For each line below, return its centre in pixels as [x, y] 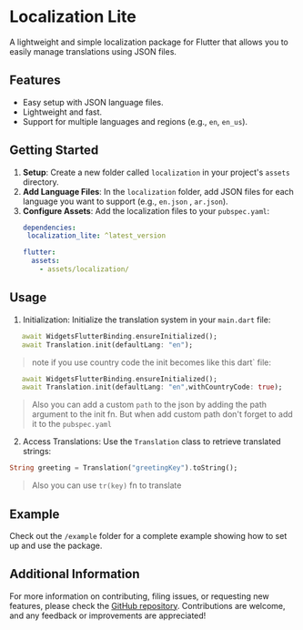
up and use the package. [56, 545]
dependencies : [49, 228]
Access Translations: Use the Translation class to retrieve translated [151, 442]
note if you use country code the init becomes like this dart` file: [151, 362]
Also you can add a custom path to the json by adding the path [149, 405]
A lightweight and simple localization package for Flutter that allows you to [149, 42]
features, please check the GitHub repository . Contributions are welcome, [147, 605]
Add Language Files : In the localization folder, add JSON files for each [158, 191]
